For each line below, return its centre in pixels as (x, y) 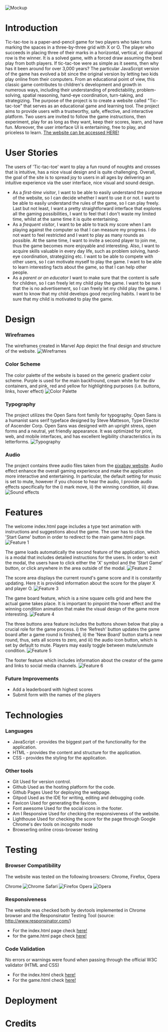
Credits (21, 1023)
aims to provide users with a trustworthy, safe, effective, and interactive (79, 111)
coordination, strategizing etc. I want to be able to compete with (87, 256)
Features (24, 512)
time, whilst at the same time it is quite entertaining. (66, 219)
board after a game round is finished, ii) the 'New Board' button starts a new (84, 635)
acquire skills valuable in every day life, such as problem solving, (79, 251)
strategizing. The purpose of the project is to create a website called (76, 100)
